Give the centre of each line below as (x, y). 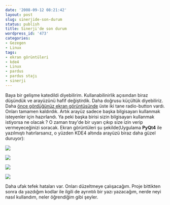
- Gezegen (16, 43)
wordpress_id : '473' (27, 33)
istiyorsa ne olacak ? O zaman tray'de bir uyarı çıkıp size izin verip (74, 122)
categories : (18, 39)
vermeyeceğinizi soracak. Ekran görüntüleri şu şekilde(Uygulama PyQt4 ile (84, 127)
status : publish (22, 24)
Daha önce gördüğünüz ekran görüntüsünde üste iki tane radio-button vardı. (85, 106)
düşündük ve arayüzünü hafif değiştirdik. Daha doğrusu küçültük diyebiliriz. (84, 100)
